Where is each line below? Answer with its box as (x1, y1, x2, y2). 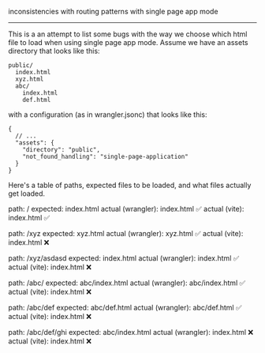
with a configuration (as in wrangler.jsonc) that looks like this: (8, 110, 207, 119)
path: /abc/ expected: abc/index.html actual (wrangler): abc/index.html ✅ (8, 278, 246, 287)
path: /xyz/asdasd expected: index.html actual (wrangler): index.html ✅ (8, 253, 240, 263)
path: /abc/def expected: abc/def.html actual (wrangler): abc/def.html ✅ (8, 303, 242, 312)
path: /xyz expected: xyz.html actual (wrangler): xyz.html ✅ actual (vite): (8, 229, 244, 238)
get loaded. (8, 189, 46, 198)
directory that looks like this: (8, 47, 100, 55)
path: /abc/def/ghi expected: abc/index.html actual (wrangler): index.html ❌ (8, 328, 254, 336)
